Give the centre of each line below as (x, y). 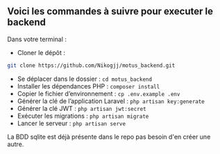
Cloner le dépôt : (41, 52)
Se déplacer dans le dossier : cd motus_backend (85, 79)
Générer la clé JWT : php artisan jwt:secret (82, 108)
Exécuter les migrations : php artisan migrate (83, 116)
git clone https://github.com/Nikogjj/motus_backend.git (91, 66)
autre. (16, 144)
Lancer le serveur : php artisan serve (71, 123)
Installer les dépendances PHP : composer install (88, 86)
